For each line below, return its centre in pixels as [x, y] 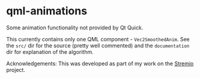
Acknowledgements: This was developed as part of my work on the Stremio [100, 63]
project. [16, 69]
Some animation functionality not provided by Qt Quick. [75, 28]
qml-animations [47, 11]
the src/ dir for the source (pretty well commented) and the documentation [98, 45]
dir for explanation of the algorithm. [50, 51]
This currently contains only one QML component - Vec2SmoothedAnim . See [98, 39]
